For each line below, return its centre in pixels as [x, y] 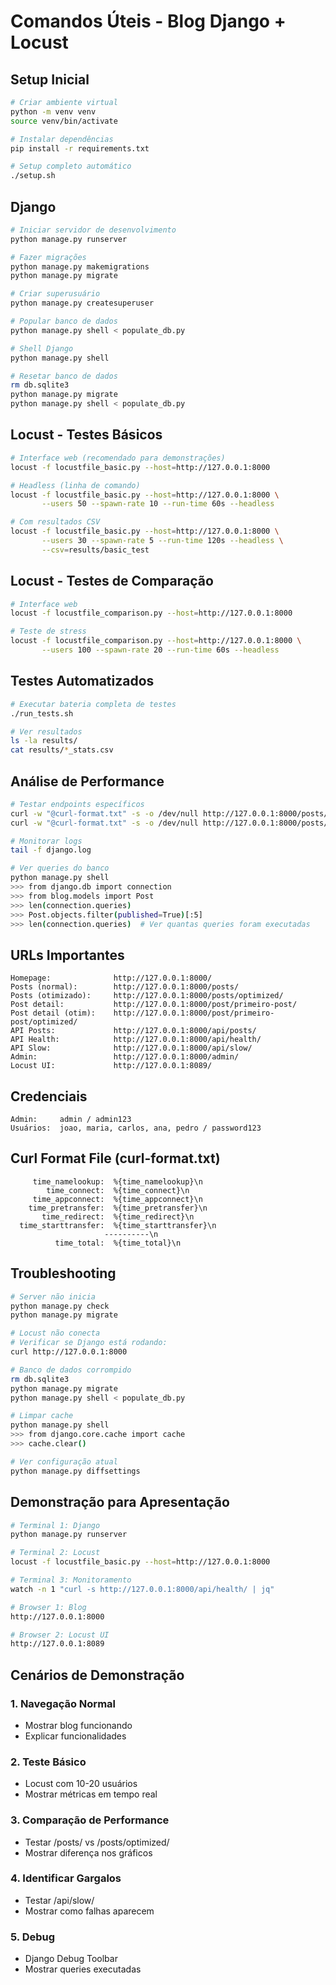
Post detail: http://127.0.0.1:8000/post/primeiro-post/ [154, 1005]
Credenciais [49, 1096]
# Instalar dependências [62, 139]
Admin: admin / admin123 [71, 1120]
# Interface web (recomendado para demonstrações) [118, 458]
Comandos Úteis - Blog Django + [148, 21]
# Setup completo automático [71, 166]
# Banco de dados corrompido [71, 1370]
